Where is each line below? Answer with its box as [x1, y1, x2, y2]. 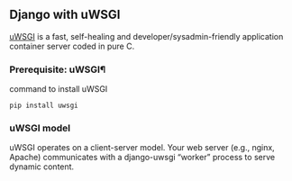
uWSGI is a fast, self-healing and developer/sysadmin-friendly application [9, 31, 284, 41]
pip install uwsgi [9, 101, 78, 111]
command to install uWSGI [9, 84, 108, 95]
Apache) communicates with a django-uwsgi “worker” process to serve [9, 152, 276, 163]
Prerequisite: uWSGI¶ [9, 63, 106, 76]
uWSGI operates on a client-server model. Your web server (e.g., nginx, [9, 142, 275, 153]
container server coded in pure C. [9, 41, 135, 51]
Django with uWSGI [9, 7, 121, 23]
